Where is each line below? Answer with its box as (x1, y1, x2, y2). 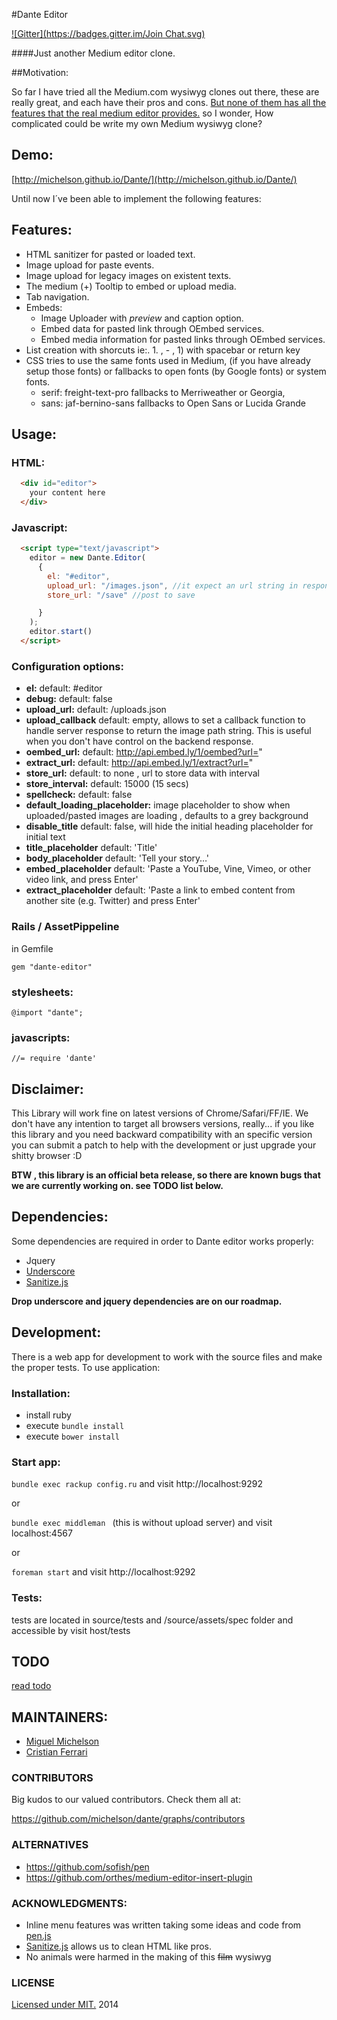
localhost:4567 (11, 1527, 73, 1539)
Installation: (11, 1386, 71, 1400)
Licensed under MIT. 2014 (11, 1999, 119, 2011)
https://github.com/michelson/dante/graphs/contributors (11, 1813, 246, 1825)
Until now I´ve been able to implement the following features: (11, 192, 262, 204)
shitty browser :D (11, 1149, 83, 1161)
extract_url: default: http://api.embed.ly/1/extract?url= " (25, 757, 254, 769)
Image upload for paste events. (25, 259, 155, 271)
